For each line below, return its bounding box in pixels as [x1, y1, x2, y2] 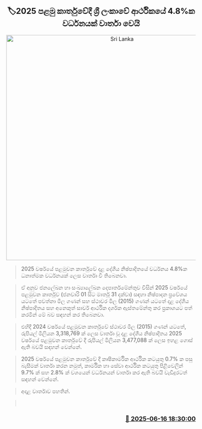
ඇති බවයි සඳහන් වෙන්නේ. [20, 343, 82, 350]
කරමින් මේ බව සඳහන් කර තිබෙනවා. [20, 311, 105, 318]
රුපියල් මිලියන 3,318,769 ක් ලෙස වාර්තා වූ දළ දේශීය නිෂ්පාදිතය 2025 [20, 329, 182, 336]
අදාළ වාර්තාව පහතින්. [20, 388, 70, 395]
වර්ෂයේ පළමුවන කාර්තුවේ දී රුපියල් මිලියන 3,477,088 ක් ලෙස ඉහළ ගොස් [20, 336, 194, 344]
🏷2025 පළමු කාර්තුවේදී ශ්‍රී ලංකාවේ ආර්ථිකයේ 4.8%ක [7, 6, 195, 16]
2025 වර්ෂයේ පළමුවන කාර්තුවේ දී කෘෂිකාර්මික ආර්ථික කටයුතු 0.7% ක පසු [20, 355, 193, 362]
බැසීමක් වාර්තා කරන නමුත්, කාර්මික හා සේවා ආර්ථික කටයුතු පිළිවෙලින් [20, 362, 183, 369]
